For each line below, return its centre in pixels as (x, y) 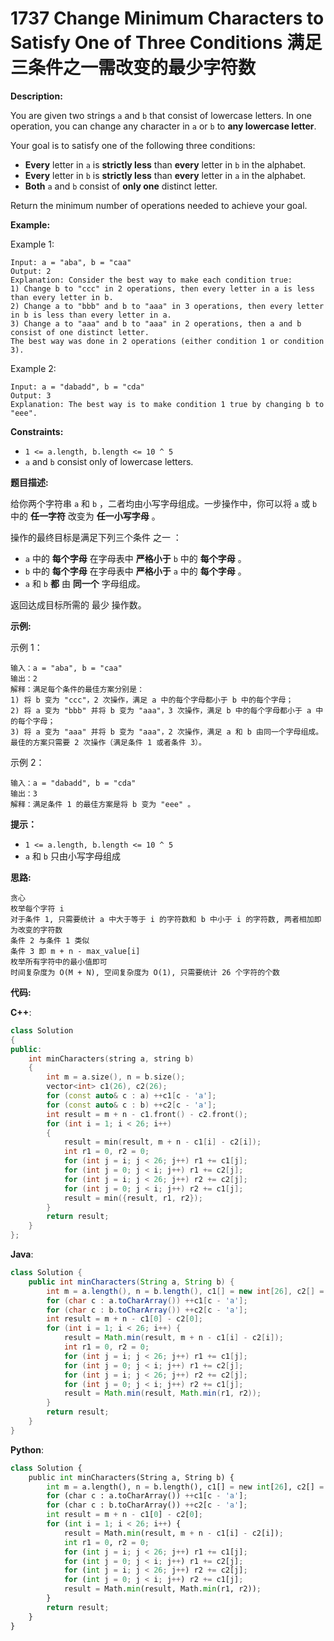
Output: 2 (31, 271)
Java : (22, 1254)
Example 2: (33, 368)
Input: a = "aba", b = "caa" (71, 262)
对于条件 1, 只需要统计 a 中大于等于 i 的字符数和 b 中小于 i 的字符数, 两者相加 (162, 919)
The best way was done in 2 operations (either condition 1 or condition (167, 341)
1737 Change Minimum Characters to (167, 18)
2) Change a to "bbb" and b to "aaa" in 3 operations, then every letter (167, 306)
